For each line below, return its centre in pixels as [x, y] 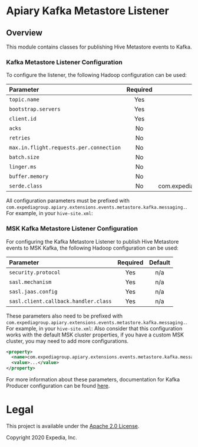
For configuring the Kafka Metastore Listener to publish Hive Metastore [93, 241]
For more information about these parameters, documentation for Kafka [93, 380]
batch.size [24, 157]
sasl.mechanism [30, 282]
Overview [24, 33]
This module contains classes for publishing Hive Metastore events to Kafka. [99, 47]
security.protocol [35, 272]
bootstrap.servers [35, 109]
